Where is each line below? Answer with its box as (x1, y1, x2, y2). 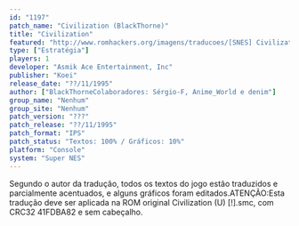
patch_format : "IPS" (9, 129, 86, 138)
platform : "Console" (9, 145, 86, 154)
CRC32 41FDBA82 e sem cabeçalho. (9, 206, 144, 217)
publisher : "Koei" (9, 71, 77, 80)
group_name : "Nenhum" (9, 95, 90, 105)
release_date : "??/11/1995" (9, 79, 114, 88)
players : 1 (9, 54, 50, 63)
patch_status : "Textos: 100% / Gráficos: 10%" (9, 137, 185, 146)
